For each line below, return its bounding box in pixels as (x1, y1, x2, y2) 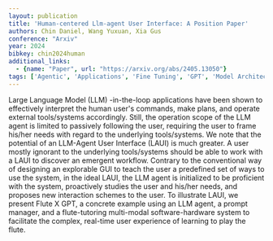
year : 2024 (8, 42, 45, 50)
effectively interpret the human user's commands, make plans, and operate (8, 103, 260, 113)
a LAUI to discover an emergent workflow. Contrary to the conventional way (8, 156, 262, 165)
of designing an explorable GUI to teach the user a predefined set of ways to (8, 164, 265, 173)
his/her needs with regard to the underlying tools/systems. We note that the (8, 129, 262, 139)
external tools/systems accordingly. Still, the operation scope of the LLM (8, 112, 251, 122)
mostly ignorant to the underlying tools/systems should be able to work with (8, 147, 263, 156)
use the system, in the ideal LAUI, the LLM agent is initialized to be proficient (8, 173, 265, 182)
